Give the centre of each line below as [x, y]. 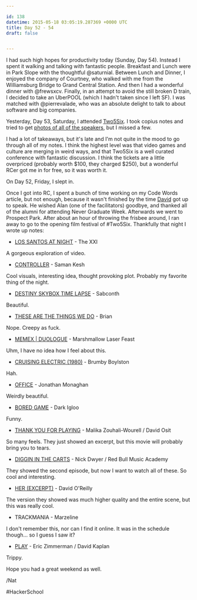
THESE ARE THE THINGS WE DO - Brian [64, 316]
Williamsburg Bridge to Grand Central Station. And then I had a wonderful [95, 85]
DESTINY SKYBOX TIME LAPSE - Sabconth [67, 294]
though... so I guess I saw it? [41, 535]
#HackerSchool [25, 592]
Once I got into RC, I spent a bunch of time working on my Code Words [92, 193]
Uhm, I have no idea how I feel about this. [56, 351]
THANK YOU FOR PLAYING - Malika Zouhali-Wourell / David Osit [93, 430]
